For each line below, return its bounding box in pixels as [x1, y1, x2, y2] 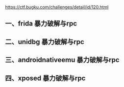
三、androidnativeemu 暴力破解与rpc [5, 56, 120, 64]
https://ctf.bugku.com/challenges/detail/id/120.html [5, 4, 109, 10]
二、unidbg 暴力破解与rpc [5, 38, 84, 46]
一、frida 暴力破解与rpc [5, 20, 77, 28]
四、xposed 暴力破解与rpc [5, 74, 86, 82]
